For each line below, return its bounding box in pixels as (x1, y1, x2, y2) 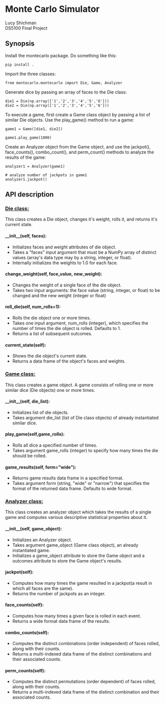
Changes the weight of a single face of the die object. (12, 282, 122, 288)
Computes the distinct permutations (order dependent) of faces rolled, (12, 679, 156, 685)
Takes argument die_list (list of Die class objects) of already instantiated (12, 415, 159, 421)
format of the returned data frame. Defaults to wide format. (12, 486, 133, 492)
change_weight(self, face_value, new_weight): (5, 271, 103, 277)
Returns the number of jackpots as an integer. (12, 590, 106, 597)
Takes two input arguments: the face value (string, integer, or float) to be (12, 287, 161, 293)
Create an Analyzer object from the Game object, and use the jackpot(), (5, 143, 151, 149)
